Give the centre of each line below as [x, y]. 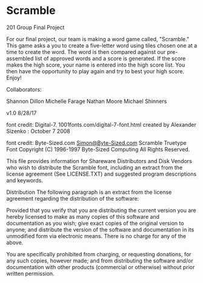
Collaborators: [24, 89]
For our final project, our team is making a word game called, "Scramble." [98, 39]
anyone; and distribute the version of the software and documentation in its [100, 229]
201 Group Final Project [35, 27]
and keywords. [25, 180]
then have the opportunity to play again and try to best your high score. [95, 71]
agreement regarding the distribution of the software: [73, 198]
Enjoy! [14, 78]
